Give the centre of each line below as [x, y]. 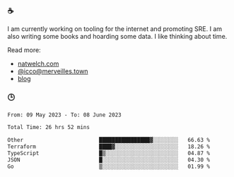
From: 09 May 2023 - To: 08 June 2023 [64, 115]
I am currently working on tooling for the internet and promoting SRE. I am [115, 29]
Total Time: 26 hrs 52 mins [49, 128]
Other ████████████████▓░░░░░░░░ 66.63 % [109, 140]
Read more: [24, 50]
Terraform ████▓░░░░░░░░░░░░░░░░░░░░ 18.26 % [109, 147]
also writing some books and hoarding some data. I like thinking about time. [117, 37]
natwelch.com [38, 64]
